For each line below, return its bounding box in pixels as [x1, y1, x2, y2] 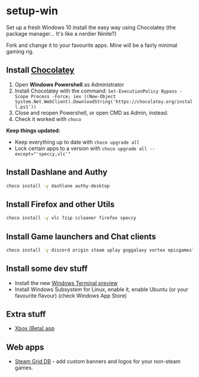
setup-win [6, 4, 58, 18]
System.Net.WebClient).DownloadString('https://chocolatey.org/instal [14, 99, 193, 104]
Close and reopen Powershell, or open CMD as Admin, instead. [14, 109, 169, 116]
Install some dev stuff [6, 264, 88, 274]
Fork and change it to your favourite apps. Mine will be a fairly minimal [6, 42, 178, 49]
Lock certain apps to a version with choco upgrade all [14, 144, 147, 152]
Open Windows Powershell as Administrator [14, 81, 124, 88]
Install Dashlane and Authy [6, 167, 108, 178]
